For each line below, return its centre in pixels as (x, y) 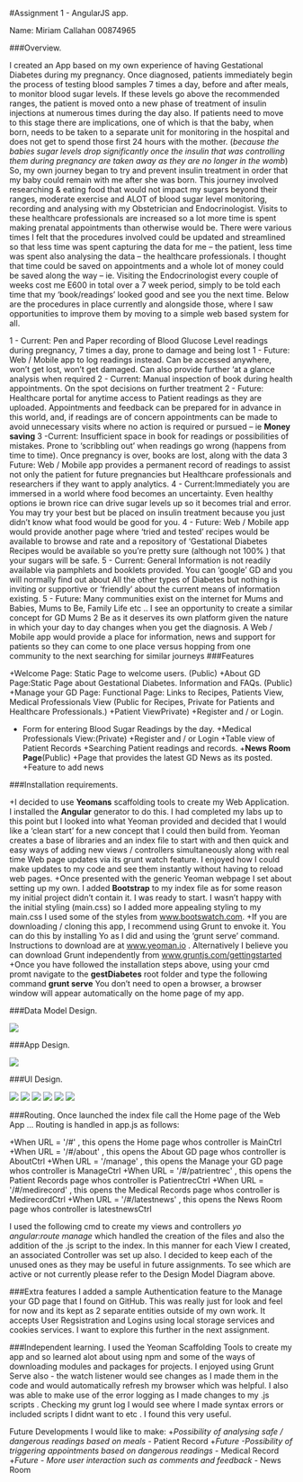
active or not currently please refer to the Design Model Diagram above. (143, 1274)
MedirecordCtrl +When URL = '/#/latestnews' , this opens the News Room (146, 1199)
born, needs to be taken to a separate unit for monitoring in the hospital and (149, 132)
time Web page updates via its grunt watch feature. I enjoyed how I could (145, 859)
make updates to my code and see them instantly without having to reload (146, 869)
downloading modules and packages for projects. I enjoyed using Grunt (142, 1366)
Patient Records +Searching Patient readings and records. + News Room (156, 748)
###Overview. (36, 48)
